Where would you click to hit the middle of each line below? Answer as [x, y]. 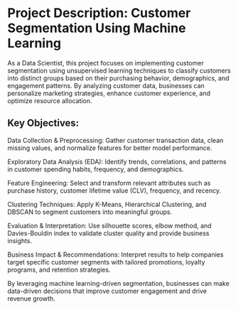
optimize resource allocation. [50, 100]
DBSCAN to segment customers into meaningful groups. [90, 212]
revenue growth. [31, 298]
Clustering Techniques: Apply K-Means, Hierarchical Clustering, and [107, 204]
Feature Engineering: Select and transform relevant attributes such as [109, 183]
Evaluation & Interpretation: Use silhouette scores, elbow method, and [109, 225]
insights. [20, 240]
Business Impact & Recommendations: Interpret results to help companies [115, 255]
